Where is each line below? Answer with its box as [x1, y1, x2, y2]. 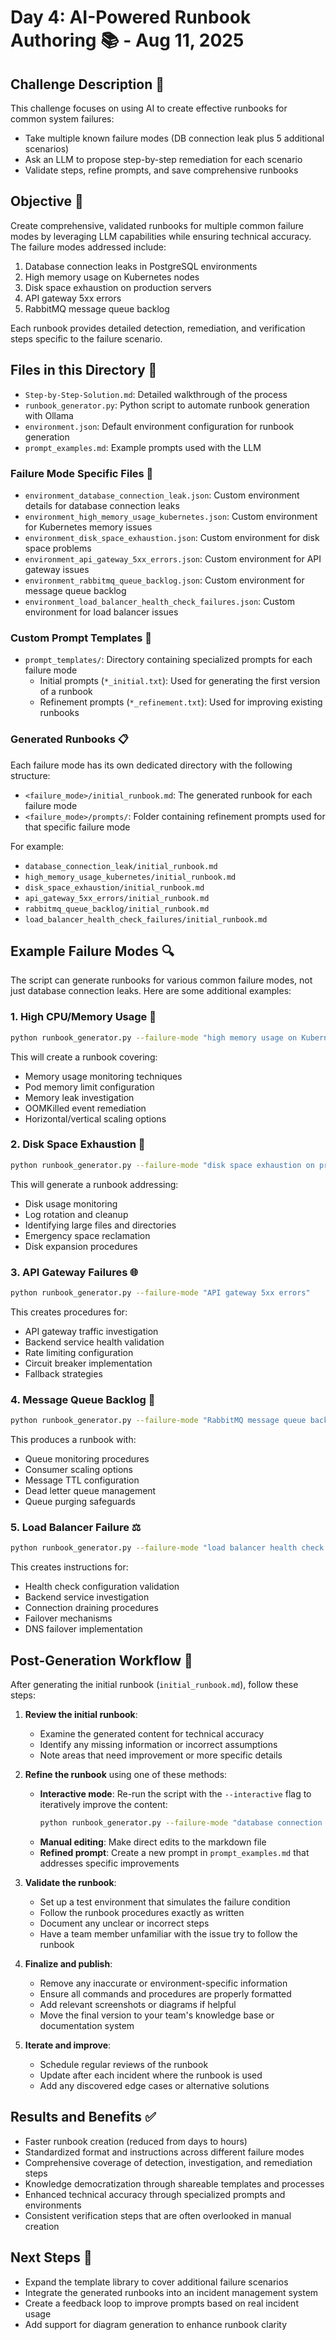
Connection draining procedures [24, 1602, 159, 1614]
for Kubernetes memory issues [24, 521, 153, 533]
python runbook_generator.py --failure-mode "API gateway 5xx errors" [10, 1287, 311, 1298]
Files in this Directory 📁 [10, 362, 158, 379]
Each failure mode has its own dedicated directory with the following [10, 759, 293, 771]
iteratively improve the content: [39, 1799, 168, 1810]
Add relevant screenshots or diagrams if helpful [39, 1998, 237, 2010]
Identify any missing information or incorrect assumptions [39, 1739, 278, 1750]
